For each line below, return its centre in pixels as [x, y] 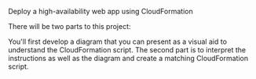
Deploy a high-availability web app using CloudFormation [101, 11]
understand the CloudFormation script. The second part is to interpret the [127, 50]
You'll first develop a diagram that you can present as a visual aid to [118, 41]
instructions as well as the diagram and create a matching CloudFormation [128, 58]
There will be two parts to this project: [69, 26]
